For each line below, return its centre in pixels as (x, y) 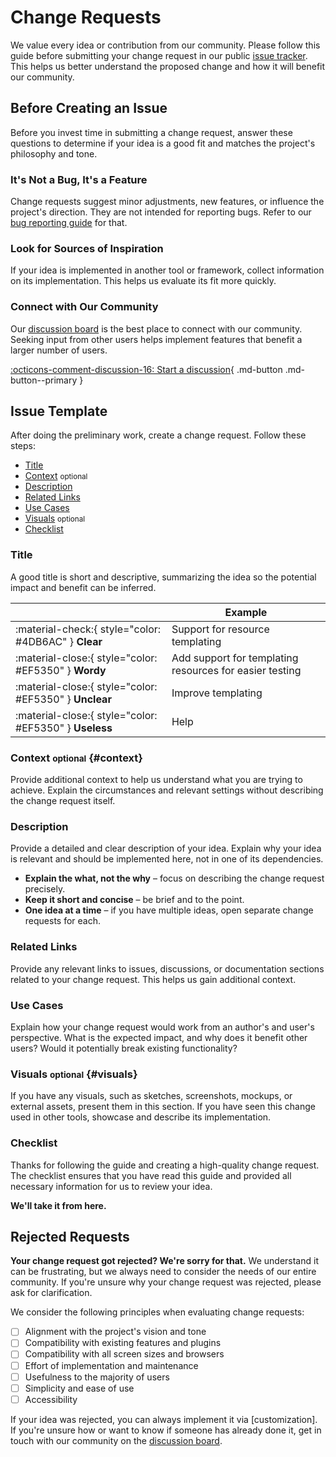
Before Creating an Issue (89, 108)
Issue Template (59, 411)
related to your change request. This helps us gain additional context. (153, 979)
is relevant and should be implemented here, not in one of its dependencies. (167, 859)
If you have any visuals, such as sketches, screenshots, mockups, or (151, 1096)
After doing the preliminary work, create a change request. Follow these (158, 435)
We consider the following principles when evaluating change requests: (157, 1312)
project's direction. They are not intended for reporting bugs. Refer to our (161, 212)
